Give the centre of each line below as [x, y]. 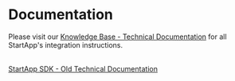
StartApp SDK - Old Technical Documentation [83, 68]
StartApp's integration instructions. [66, 44]
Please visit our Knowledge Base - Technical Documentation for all [117, 37]
